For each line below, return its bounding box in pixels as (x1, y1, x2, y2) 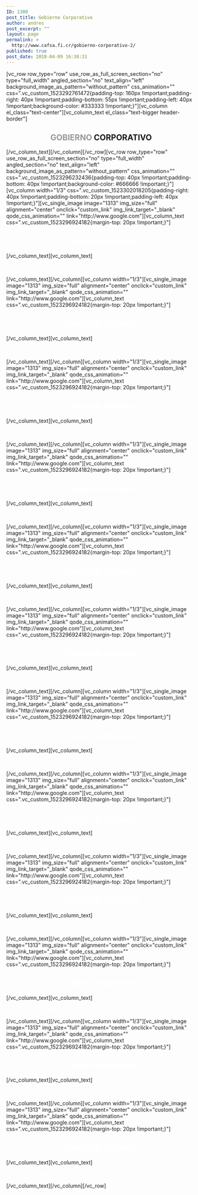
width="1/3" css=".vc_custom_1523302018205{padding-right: (36, 187, 190, 194)
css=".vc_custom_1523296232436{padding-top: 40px (6, 174, 140, 181)
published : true (6, 48, 47, 54)
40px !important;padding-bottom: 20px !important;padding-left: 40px (6, 193, 179, 201)
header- (159, 108, 180, 116)
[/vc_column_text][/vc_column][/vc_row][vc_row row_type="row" (6, 148, 168, 155)
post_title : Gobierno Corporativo (6, 14, 93, 20)
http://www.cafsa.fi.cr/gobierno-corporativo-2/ (11, 43, 136, 49)
